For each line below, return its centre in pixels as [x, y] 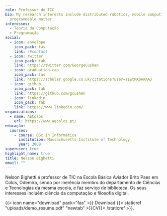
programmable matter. [32, 19]
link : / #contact [31, 51]
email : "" [15, 163]
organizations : [21, 112]
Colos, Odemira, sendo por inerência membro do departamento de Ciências [83, 182]
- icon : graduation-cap [34, 70]
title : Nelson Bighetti [30, 158]
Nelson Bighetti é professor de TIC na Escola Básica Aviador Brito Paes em [82, 177]
